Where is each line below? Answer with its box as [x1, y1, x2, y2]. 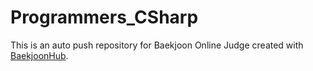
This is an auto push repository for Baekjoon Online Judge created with [10, 39, 304, 51]
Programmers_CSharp [10, 6, 199, 29]
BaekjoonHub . [10, 49, 69, 61]
